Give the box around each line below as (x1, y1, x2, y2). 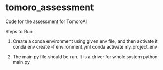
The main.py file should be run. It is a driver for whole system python (12, 53, 158, 60)
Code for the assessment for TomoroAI (5, 18, 87, 25)
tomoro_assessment (5, 2, 94, 13)
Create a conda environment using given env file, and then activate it (12, 38, 158, 44)
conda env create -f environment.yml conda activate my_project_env (12, 43, 157, 50)
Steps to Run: (5, 28, 34, 34)
